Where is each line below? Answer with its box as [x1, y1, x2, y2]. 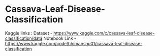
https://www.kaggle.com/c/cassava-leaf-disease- [53, 30, 155, 36]
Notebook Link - [43, 35, 76, 41]
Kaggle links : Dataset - [5, 30, 53, 36]
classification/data [5, 35, 43, 41]
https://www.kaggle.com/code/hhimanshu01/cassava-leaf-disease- [5, 40, 143, 46]
